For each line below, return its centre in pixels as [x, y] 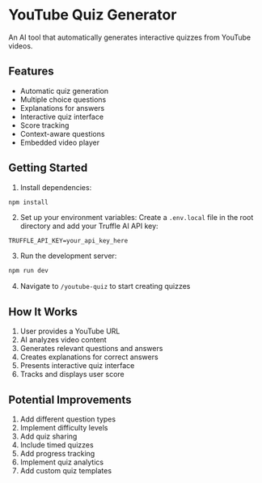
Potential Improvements [70, 399]
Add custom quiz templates [65, 470]
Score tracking [44, 125]
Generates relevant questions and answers [91, 349]
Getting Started [48, 168]
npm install [28, 202]
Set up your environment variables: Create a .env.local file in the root [137, 218]
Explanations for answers [62, 108]
